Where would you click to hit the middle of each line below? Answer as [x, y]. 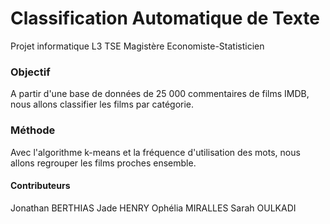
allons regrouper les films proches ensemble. [103, 163]
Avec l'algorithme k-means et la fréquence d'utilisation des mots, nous [155, 152]
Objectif [30, 72]
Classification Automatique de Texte [165, 18]
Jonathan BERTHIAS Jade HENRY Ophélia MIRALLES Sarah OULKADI [153, 208]
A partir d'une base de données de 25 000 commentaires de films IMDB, [160, 94]
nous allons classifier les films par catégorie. [102, 104]
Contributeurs [40, 186]
